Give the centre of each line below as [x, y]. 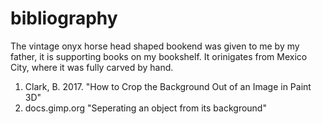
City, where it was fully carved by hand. [92, 67]
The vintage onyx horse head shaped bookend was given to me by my [155, 46]
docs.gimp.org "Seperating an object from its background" [145, 108]
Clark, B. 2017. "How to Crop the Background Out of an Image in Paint [168, 86]
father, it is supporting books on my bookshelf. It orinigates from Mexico [159, 56]
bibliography [64, 18]
